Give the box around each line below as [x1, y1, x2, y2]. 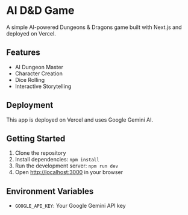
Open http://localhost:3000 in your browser [14, 169, 124, 176]
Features [6, 48, 40, 58]
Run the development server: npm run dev [14, 162, 119, 169]
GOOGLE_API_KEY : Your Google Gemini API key [14, 202, 126, 210]
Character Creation [14, 70, 63, 77]
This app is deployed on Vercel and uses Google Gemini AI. [6, 116, 154, 123]
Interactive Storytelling [14, 83, 72, 90]
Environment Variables [6, 186, 94, 196]
